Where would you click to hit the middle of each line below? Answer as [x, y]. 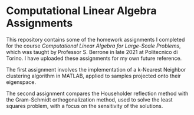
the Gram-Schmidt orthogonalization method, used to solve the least [89, 99]
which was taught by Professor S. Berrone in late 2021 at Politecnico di [92, 52]
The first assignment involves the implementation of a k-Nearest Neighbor [96, 69]
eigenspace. [21, 82]
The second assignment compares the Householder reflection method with [97, 93]
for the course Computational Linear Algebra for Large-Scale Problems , [93, 46]
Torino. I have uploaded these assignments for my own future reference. [94, 58]
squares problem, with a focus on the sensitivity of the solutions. [85, 106]
